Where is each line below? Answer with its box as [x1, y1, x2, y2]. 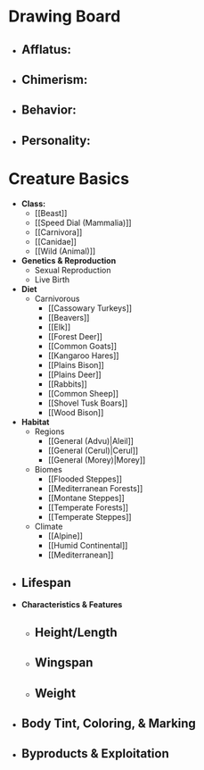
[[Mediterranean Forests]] [47, 482, 143, 493]
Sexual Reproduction [34, 264, 111, 275]
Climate [34, 521, 63, 531]
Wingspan [34, 655, 94, 671]
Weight [34, 685, 77, 700]
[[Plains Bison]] [47, 359, 104, 370]
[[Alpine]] [47, 530, 84, 541]
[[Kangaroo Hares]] [47, 350, 119, 361]
